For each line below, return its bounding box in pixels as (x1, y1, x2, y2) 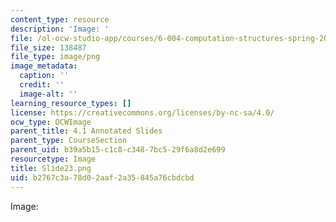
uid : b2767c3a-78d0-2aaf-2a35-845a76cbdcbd (10, 172, 195, 183)
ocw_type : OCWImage (10, 117, 92, 127)
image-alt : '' (19, 89, 78, 99)
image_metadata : (10, 61, 78, 71)
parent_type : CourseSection (10, 136, 128, 146)
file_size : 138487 (10, 42, 87, 53)
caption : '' (19, 71, 70, 81)
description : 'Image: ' (10, 24, 110, 34)
